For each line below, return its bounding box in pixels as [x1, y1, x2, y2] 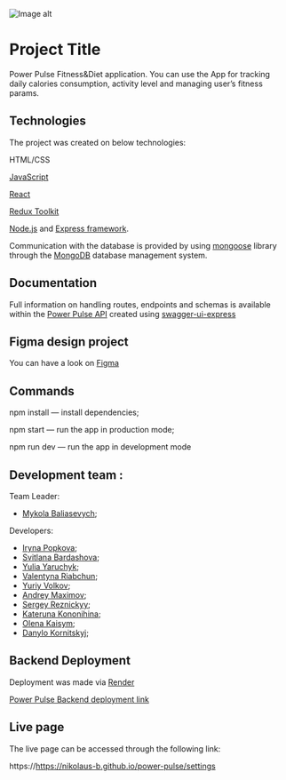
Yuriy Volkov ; [21, 580, 71, 591]
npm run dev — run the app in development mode [9, 442, 192, 452]
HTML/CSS [9, 154, 51, 164]
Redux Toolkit [9, 205, 60, 217]
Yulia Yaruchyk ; [21, 561, 80, 572]
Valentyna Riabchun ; [21, 571, 99, 581]
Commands [9, 383, 75, 399]
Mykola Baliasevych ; [21, 508, 98, 519]
